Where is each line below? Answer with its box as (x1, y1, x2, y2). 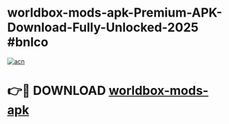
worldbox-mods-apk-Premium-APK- (7, 5, 223, 21)
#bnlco (7, 35, 49, 50)
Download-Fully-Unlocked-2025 (7, 19, 199, 35)
